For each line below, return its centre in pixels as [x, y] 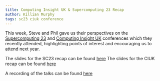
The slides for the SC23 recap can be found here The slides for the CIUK [80, 59]
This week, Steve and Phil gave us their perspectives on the [67, 33]
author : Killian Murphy [30, 14]
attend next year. [22, 49]
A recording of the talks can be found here [49, 74]
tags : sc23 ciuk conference [34, 19]
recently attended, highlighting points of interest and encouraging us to [78, 44]
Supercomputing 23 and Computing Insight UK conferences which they [79, 38]
